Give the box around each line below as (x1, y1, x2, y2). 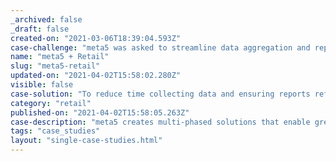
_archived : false (10, 14, 83, 25)
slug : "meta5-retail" (10, 61, 101, 71)
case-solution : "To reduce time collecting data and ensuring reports (10, 89, 311, 99)
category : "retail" (10, 98, 92, 108)
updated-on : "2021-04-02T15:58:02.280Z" (10, 71, 182, 81)
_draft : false (10, 24, 70, 34)
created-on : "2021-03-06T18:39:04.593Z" (10, 33, 182, 43)
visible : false (10, 80, 74, 90)
